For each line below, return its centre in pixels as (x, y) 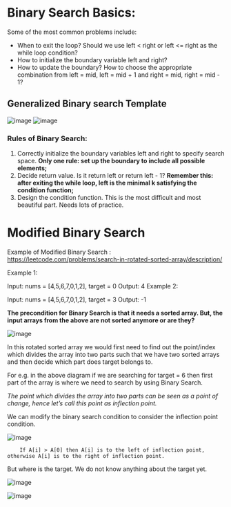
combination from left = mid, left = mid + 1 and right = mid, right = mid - (119, 75)
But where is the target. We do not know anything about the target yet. (107, 469)
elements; (32, 168)
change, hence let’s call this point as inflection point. (82, 403)
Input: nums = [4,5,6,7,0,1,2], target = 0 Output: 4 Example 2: (92, 286)
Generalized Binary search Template (87, 104)
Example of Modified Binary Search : (59, 252)
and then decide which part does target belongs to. (80, 362)
